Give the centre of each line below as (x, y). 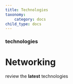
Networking (31, 62)
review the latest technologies (37, 76)
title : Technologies (27, 10)
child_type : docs (23, 24)
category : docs (30, 19)
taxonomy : (16, 15)
